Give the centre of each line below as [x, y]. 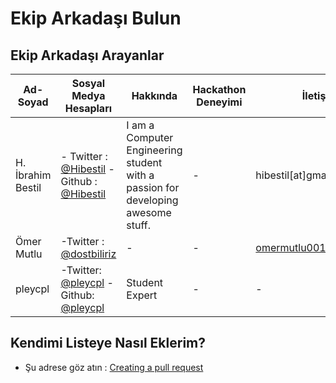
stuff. [138, 225]
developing [152, 200]
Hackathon [219, 89]
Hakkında [154, 95]
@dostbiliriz [88, 254]
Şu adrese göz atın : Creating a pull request [114, 367]
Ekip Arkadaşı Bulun [96, 18]
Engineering [154, 150]
